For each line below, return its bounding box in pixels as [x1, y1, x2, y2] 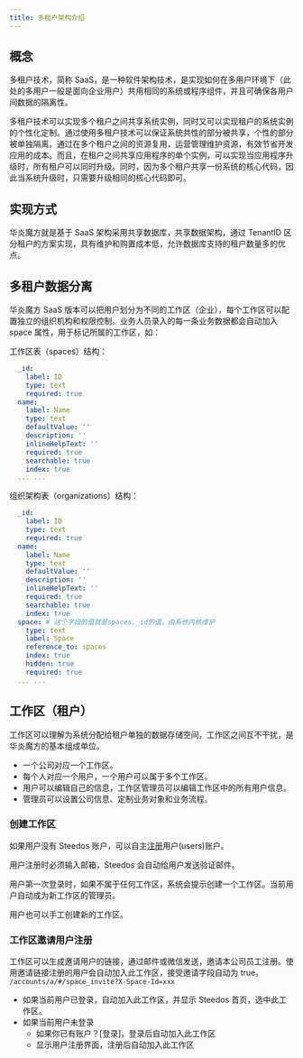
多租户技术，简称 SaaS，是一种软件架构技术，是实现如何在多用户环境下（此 [9, 74, 291, 86]
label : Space [25, 634, 75, 643]
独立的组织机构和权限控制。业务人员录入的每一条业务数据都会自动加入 [16, 316, 278, 327]
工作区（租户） [9, 704, 93, 719]
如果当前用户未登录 [22, 1017, 95, 1028]
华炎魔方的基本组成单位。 [9, 741, 105, 751]
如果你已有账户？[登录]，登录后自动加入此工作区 [35, 1028, 216, 1039]
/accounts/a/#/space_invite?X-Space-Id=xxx [9, 978, 176, 987]
